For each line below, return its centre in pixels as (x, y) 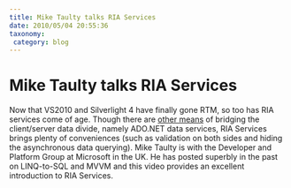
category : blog (41, 42)
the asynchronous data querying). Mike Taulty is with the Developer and (141, 147)
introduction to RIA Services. (61, 176)
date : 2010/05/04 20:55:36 (59, 26)
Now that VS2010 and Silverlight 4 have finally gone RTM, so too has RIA (142, 110)
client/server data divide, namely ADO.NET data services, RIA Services (138, 129)
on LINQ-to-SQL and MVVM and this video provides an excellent (127, 166)
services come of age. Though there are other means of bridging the (134, 119)
